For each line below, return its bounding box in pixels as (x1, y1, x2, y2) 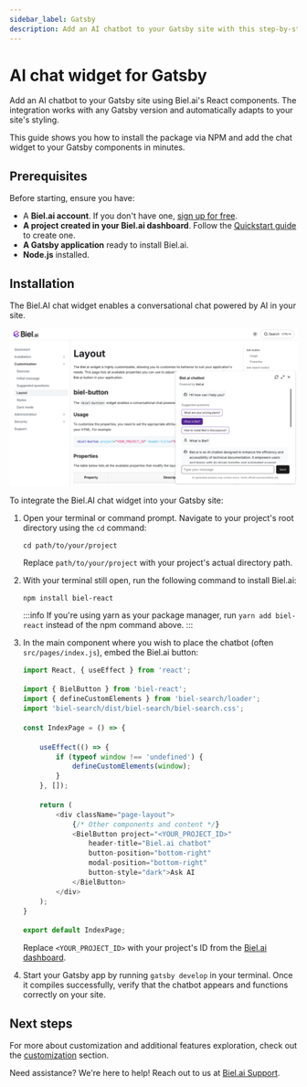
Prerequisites (9, 168, 88, 184)
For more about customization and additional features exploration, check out (9, 1040, 298, 1050)
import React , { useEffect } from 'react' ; (22, 666, 192, 675)
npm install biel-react (22, 593, 114, 602)
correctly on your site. (22, 989, 107, 1000)
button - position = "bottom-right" (88, 848, 212, 858)
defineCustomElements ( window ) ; (71, 762, 192, 772)
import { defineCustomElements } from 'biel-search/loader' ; (22, 695, 261, 704)
